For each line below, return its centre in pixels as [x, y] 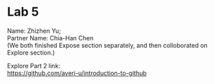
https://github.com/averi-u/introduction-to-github [77, 73]
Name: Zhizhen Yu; [34, 31]
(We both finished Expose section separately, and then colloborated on [107, 45]
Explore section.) [31, 53]
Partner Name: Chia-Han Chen [50, 38]
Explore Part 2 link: [34, 66]
